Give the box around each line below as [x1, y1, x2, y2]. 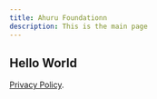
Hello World [9, 55, 77, 71]
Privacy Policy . [9, 79, 64, 91]
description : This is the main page [9, 22, 148, 31]
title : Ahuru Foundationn [9, 13, 107, 23]
